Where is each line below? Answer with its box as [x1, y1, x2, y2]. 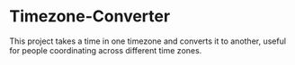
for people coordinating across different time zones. [9, 45, 202, 55]
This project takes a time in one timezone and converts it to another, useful [9, 36, 286, 46]
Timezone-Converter [9, 6, 171, 27]
